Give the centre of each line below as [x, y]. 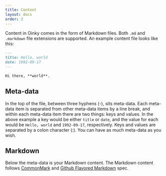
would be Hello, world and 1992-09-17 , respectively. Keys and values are [81, 125]
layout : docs [19, 14]
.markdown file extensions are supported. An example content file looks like [82, 38]
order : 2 [14, 19]
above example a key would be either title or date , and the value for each [82, 119]
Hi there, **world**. [28, 76]
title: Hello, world [27, 58]
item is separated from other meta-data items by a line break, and [83, 109]
